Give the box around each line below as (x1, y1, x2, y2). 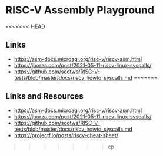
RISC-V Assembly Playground (5, 4, 154, 17)
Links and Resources (5, 91, 84, 101)
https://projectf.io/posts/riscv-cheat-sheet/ (14, 131, 119, 138)
